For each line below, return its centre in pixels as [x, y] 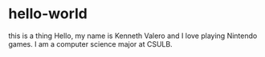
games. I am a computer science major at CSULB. [90, 44]
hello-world [48, 14]
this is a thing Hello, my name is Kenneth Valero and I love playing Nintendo [133, 36]
